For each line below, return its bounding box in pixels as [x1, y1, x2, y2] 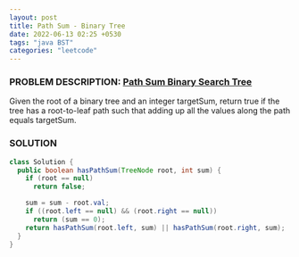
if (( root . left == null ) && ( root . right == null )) [25, 207, 218, 216]
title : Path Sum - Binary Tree [9, 21, 126, 30]
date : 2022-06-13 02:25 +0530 [9, 29, 122, 38]
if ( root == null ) [25, 174, 94, 183]
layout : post [9, 12, 58, 22]
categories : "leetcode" [9, 46, 98, 55]
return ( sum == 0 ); [32, 215, 105, 224]
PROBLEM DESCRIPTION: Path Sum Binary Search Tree [9, 76, 253, 88]
